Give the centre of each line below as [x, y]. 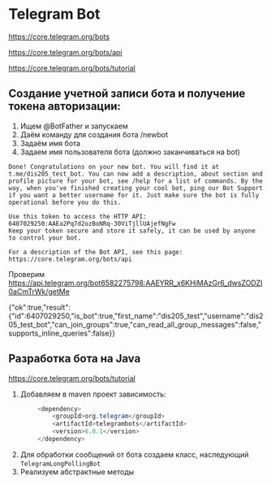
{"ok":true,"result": [40, 307]
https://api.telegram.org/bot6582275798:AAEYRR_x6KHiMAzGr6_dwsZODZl [135, 283]
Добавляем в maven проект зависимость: [93, 394]
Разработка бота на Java [75, 359]
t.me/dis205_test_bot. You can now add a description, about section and [136, 174]
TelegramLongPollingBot [60, 464]
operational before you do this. [65, 202]
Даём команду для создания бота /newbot [94, 134]
